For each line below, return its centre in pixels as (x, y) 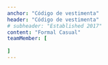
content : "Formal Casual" (44, 32)
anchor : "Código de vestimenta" (53, 13)
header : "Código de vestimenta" (53, 20)
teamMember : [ (27, 39)
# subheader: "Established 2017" (55, 26)
